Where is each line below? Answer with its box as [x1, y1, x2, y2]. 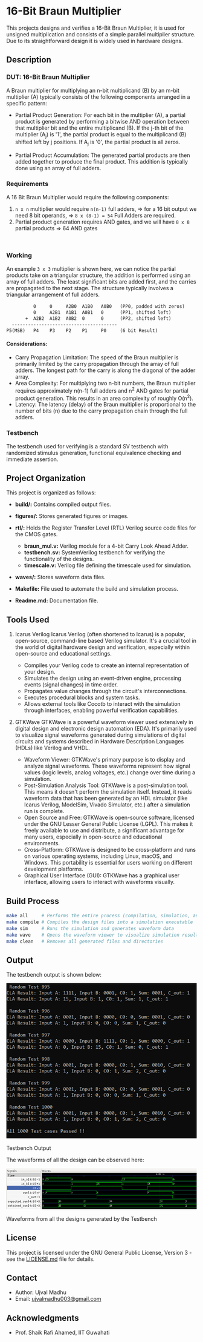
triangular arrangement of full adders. [6, 291, 100, 298]
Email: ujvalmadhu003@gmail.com [14, 1295, 101, 1303]
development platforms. [24, 865, 83, 873]
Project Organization [6, 473, 86, 483]
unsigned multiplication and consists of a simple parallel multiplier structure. [6, 30, 196, 38]
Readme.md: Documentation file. [14, 597, 98, 604]
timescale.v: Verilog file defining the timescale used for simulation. [24, 562, 192, 569]
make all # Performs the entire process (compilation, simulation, [6, 913, 190, 919]
